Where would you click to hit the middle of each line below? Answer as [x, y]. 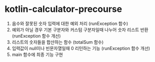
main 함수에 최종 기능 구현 [37, 54]
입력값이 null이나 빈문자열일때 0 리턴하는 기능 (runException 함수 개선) [81, 48]
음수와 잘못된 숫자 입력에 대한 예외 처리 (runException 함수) [70, 23]
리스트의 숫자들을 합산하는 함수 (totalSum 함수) [58, 42]
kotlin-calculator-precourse [63, 9]
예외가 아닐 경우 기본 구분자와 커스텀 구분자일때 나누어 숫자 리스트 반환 [80, 30]
